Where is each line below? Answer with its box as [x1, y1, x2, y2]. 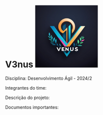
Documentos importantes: [5, 104, 59, 110]
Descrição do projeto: [5, 95, 50, 101]
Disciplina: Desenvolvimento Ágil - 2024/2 [5, 75, 92, 81]
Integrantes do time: [5, 85, 46, 91]
